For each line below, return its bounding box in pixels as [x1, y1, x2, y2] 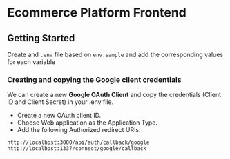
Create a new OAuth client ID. [17, 112, 102, 120]
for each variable [7, 58, 56, 66]
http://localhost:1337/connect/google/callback [7, 145, 147, 152]
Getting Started [7, 32, 75, 44]
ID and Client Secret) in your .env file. [7, 98, 114, 106]
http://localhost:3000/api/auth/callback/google [7, 139, 150, 146]
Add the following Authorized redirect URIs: [17, 126, 141, 134]
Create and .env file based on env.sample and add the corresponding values [7, 50, 223, 59]
